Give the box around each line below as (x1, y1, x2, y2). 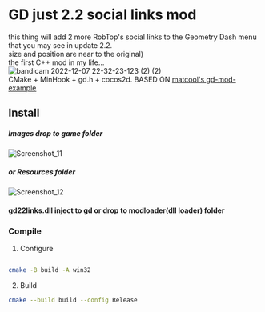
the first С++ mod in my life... (8, 58, 105, 67)
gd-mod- (206, 74, 236, 84)
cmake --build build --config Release (8, 296, 138, 305)
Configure (19, 244, 54, 254)
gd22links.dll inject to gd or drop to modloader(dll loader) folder (8, 206, 225, 215)
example (8, 82, 37, 93)
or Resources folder (8, 166, 76, 177)
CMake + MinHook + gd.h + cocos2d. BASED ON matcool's (8, 74, 205, 84)
